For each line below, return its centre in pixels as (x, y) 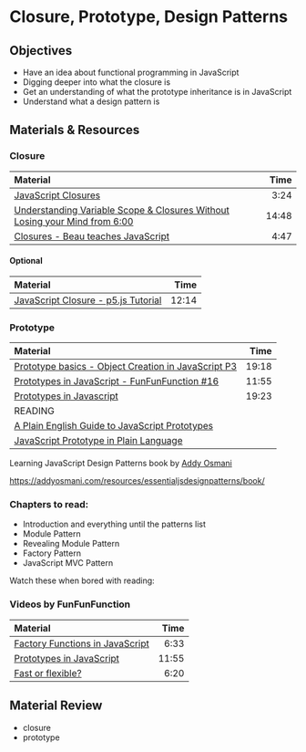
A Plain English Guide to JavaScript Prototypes (114, 426)
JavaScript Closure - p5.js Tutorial (88, 300)
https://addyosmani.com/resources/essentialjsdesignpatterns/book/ (138, 481)
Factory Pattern (52, 553)
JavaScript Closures (57, 195)
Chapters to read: (49, 505)
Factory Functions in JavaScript (82, 643)
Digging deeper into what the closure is (97, 82)
